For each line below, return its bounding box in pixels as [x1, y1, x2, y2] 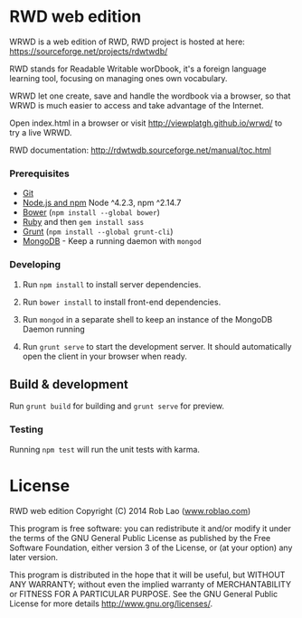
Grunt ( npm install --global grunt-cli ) [22, 226, 174, 237]
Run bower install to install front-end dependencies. [22, 296, 222, 307]
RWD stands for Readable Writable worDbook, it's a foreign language [9, 63, 267, 74]
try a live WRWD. [9, 126, 72, 137]
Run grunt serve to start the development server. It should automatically [22, 341, 292, 351]
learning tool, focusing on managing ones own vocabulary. [9, 72, 228, 83]
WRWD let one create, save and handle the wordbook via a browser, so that [9, 90, 291, 101]
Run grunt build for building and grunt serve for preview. [9, 400, 224, 412]
